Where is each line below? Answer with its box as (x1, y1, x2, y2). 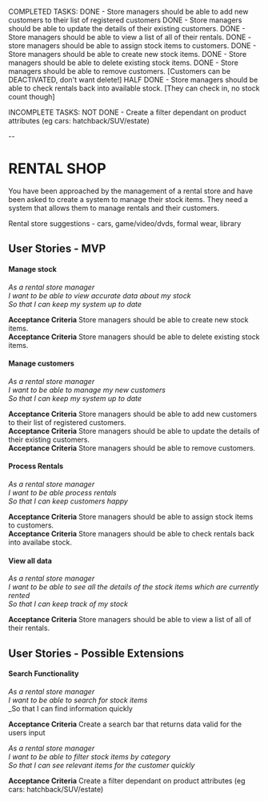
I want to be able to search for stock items (8, 695, 148, 705)
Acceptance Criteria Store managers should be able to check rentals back (8, 528, 254, 538)
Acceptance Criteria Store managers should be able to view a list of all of (8, 615, 252, 625)
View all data (8, 556, 52, 565)
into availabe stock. (8, 537, 73, 547)
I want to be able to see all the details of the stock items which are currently (8, 582, 259, 592)
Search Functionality (8, 669, 79, 678)
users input (8, 727, 46, 737)
